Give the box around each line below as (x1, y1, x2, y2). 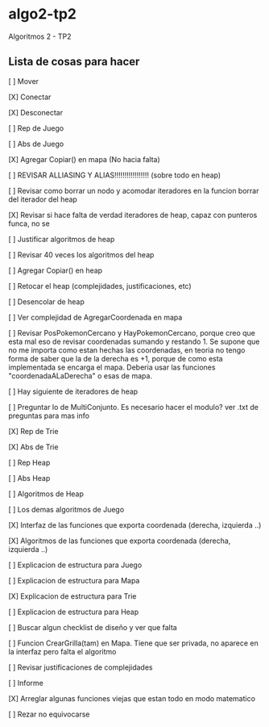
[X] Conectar (8, 92, 52, 102)
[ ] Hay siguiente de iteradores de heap (8, 386, 139, 396)
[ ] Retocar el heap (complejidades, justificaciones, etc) (8, 281, 192, 290)
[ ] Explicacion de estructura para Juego (8, 560, 143, 570)
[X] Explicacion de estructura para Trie (8, 591, 137, 601)
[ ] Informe (8, 678, 44, 687)
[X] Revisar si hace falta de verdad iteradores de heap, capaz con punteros (8, 210, 258, 219)
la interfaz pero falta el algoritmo (8, 646, 117, 656)
